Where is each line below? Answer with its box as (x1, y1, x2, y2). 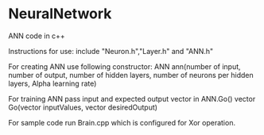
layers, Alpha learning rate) (8, 79, 97, 88)
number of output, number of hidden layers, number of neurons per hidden (8, 70, 254, 79)
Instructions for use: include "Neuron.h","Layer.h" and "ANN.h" (8, 46, 214, 56)
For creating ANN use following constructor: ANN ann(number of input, (8, 61, 241, 71)
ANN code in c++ (8, 31, 65, 40)
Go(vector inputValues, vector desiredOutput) (8, 102, 157, 112)
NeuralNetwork (8, 5, 112, 23)
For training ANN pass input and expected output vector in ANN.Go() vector (8, 94, 256, 103)
